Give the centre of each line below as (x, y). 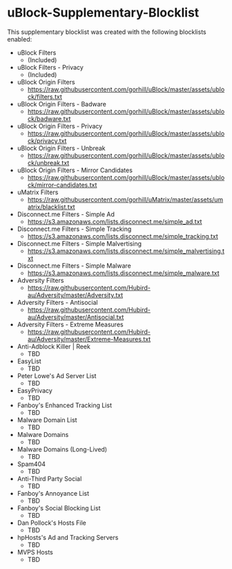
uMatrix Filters (38, 192)
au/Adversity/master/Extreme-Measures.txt (89, 339)
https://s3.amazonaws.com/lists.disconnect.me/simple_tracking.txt (123, 236)
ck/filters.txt (45, 96)
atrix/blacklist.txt (51, 207)
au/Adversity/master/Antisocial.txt (76, 317)
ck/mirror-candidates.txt (62, 185)
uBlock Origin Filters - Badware (62, 104)
